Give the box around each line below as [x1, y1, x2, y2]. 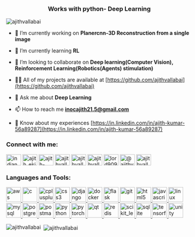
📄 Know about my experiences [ [14, 120, 93, 127]
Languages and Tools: [6, 173, 71, 182]
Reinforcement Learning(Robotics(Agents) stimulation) [14, 65, 154, 72]
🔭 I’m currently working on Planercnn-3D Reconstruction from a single [14, 29, 190, 37]
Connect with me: [6, 140, 58, 149]
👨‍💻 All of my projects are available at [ [14, 76, 108, 84]
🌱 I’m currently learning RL [14, 47, 80, 54]
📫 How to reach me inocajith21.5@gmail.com [14, 106, 129, 113]
